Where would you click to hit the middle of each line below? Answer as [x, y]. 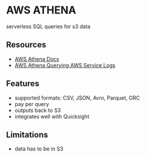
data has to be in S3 [39, 149]
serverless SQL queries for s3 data [48, 26]
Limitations [27, 134]
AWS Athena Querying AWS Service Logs [65, 65]
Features [23, 83]
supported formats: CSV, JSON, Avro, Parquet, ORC [77, 98]
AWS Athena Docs [37, 59]
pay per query [32, 104]
